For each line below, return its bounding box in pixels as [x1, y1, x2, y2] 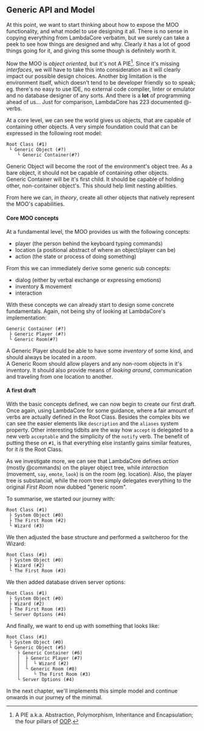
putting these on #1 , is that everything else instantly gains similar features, [6, 439, 192, 446]
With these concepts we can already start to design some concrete [6, 301, 174, 308]
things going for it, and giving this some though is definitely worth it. [6, 47, 177, 54]
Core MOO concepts [6, 214, 59, 222]
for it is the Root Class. [6, 446, 63, 453]
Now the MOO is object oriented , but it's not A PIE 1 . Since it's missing [6, 58, 180, 67]
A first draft [6, 386, 36, 394]
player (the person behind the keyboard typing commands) [15, 240, 163, 247]
